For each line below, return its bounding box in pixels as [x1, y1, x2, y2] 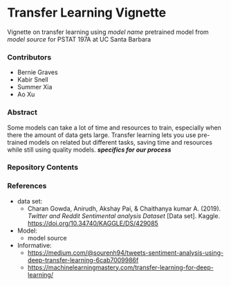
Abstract [7, 107, 38, 117]
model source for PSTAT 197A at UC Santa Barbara [7, 35, 151, 43]
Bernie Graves [17, 68, 58, 77]
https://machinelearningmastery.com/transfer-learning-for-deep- [27, 263, 214, 271]
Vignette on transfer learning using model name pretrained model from [7, 28, 209, 36]
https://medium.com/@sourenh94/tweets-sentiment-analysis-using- [27, 248, 223, 257]
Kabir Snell [17, 75, 48, 84]
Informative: [17, 241, 52, 249]
